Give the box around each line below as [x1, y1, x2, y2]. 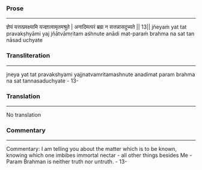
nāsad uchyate [6, 37, 43, 44]
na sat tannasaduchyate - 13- [6, 77, 79, 84]
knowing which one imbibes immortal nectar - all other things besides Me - [6, 151, 192, 159]
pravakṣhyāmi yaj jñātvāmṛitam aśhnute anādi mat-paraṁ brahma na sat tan [6, 30, 195, 37]
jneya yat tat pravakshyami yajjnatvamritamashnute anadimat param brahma [6, 71, 195, 78]
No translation [6, 111, 41, 118]
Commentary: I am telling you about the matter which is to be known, [6, 145, 177, 153]
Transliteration [6, 51, 50, 60]
